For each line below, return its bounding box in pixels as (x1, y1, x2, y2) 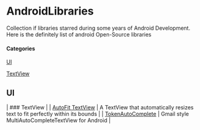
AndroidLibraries (6, 4, 94, 18)
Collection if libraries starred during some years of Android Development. (6, 24, 191, 32)
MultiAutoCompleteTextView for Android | (6, 117, 111, 124)
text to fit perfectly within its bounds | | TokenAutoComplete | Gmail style (6, 110, 189, 117)
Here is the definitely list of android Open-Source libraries (6, 30, 152, 38)
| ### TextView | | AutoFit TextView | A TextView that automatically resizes (6, 103, 194, 111)
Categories (6, 44, 35, 52)
